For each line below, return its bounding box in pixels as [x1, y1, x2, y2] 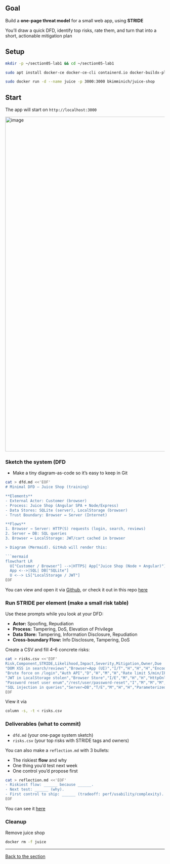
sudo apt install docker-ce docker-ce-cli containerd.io [5, 70, 128, 75]
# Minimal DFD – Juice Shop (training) [5, 484, 90, 490]
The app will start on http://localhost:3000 [5, 106, 97, 113]
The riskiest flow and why [12, 757, 67, 763]
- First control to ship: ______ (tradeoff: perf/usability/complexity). [5, 792, 164, 797]
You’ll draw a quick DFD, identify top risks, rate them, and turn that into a [5, 27, 157, 33]
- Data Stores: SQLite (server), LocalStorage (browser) [5, 508, 128, 513]
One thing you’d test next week [12, 762, 77, 768]
